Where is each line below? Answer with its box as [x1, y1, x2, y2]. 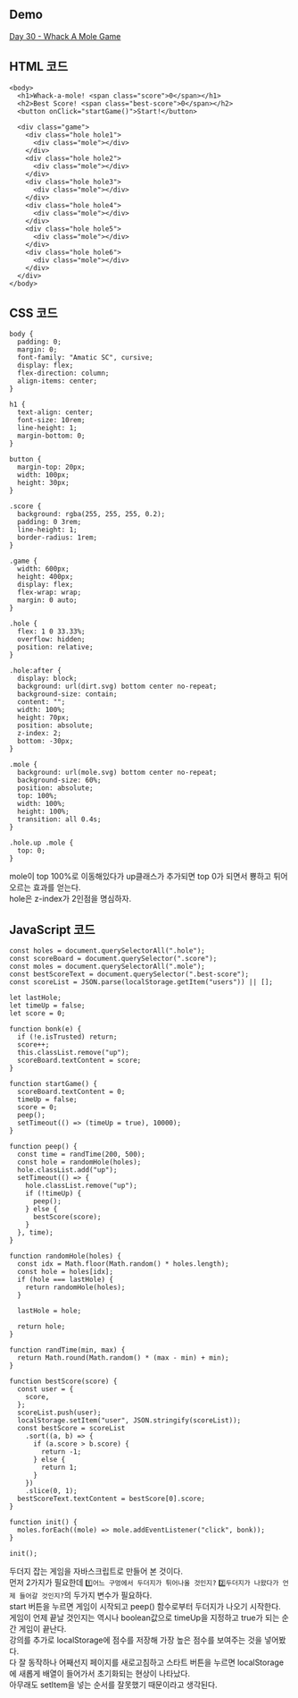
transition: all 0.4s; [17, 815, 102, 824]
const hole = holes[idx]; [17, 1268, 114, 1277]
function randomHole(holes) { [9, 1252, 122, 1261]
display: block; [17, 675, 78, 683]
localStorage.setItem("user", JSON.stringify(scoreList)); [17, 1416, 242, 1425]
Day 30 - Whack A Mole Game [9, 30, 121, 41]
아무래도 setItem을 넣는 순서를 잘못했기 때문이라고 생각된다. [9, 1679, 218, 1690]
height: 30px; [17, 479, 70, 488]
